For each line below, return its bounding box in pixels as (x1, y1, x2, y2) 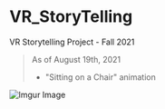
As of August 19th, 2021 (31, 54, 121, 64)
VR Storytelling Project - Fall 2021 (9, 36, 135, 47)
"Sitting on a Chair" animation (44, 71, 157, 83)
